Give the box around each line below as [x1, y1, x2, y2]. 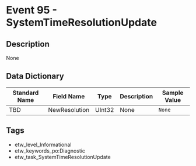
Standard [12, 89, 39, 97]
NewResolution [48, 105, 90, 114]
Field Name [52, 92, 85, 100]
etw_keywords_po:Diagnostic [14, 147, 86, 154]
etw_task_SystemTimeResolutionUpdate [14, 153, 111, 160]
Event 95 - [6, 3, 57, 17]
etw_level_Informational [14, 141, 72, 148]
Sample [162, 89, 184, 97]
